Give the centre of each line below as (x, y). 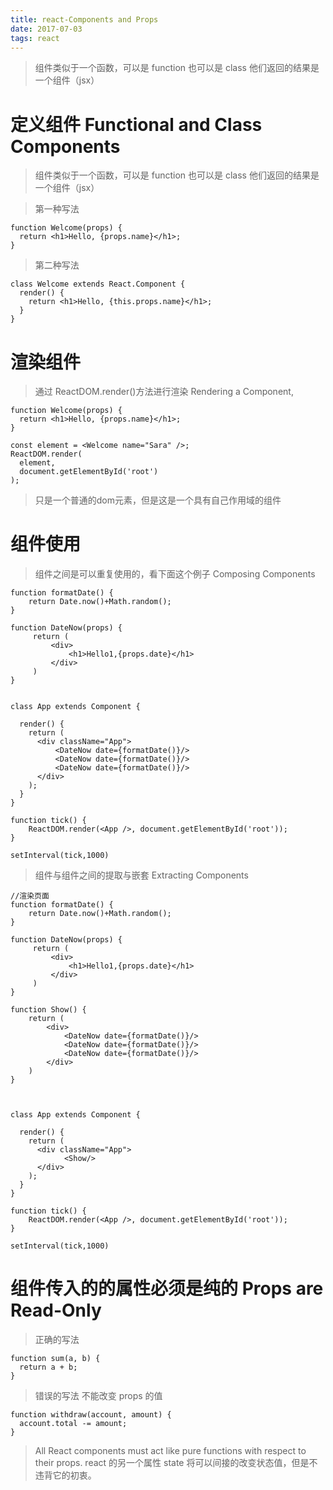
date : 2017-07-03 (46, 29)
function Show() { (48, 1010)
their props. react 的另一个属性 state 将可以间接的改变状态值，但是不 (176, 1463)
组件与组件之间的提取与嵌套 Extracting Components (141, 875)
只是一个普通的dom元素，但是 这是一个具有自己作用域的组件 (158, 500)
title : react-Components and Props (84, 19)
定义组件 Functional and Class (136, 124)
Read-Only (56, 1310)
